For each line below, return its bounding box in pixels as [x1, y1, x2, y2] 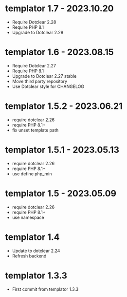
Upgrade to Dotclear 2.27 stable [12, 73, 77, 79]
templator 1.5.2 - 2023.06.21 [5, 101, 123, 112]
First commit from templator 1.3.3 [12, 286, 79, 292]
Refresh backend [12, 253, 47, 259]
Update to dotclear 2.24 [12, 248, 60, 254]
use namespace [12, 214, 45, 220]
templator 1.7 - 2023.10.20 [5, 3, 114, 14]
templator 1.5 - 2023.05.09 [5, 188, 117, 199]
